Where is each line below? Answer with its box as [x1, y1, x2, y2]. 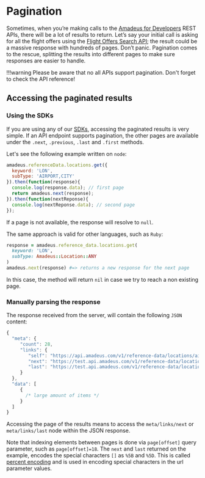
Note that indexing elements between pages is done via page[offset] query [6, 439, 197, 446]
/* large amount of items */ [25, 392, 99, 399]
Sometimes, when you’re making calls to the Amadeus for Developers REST [6, 24, 196, 32]
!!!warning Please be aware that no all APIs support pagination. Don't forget [6, 68, 196, 76]
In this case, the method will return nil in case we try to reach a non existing [6, 276, 199, 283]
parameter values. [6, 465, 52, 472]
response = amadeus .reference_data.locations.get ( [6, 242, 138, 248]
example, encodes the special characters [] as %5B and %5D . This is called [6, 452, 190, 459]
